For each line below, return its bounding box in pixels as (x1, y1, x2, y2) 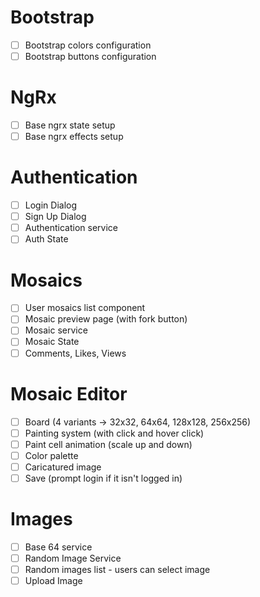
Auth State (24, 233, 69, 245)
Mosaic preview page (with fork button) (24, 313, 188, 325)
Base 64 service (24, 541, 93, 553)
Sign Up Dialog (24, 211, 87, 223)
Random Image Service (24, 552, 122, 564)
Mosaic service (24, 324, 88, 336)
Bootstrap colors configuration (24, 39, 152, 51)
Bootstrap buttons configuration (24, 51, 157, 62)
